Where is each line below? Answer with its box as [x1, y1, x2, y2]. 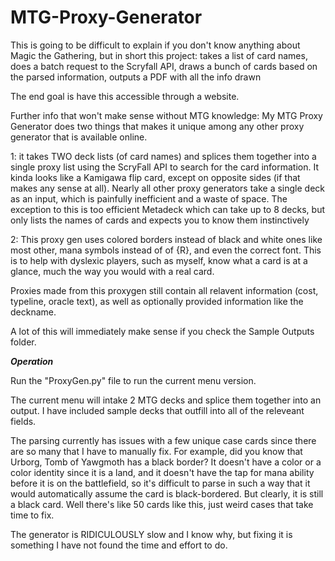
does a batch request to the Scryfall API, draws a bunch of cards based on [10, 60, 318, 72]
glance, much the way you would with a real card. [10, 265, 215, 277]
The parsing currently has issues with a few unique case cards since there [10, 434, 317, 446]
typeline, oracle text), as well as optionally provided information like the [10, 295, 304, 307]
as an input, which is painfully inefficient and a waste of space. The [10, 192, 288, 205]
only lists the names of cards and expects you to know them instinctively [10, 214, 310, 226]
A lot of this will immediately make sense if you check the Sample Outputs [10, 325, 315, 337]
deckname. [10, 306, 57, 318]
